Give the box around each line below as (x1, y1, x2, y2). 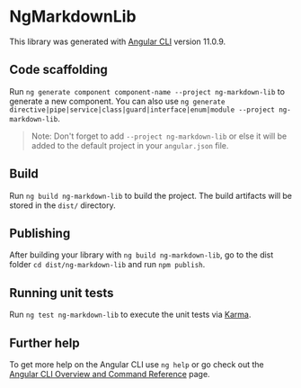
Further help (9, 335, 81, 350)
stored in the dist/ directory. (9, 200, 117, 211)
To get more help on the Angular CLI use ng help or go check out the (9, 359, 264, 370)
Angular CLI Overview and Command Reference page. (9, 369, 210, 379)
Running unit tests (9, 285, 114, 301)
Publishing (9, 225, 71, 240)
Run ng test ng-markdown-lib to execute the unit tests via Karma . (9, 309, 252, 320)
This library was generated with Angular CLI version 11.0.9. (9, 36, 226, 47)
